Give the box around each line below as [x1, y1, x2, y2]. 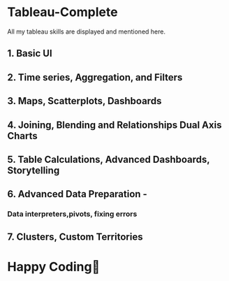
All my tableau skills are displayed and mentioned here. [7, 27, 166, 36]
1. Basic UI [7, 48, 52, 59]
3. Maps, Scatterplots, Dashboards [7, 95, 162, 107]
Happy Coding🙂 [7, 259, 101, 275]
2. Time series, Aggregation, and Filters [7, 71, 183, 83]
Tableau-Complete [7, 4, 118, 20]
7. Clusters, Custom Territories [7, 231, 143, 243]
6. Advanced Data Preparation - [7, 188, 148, 200]
